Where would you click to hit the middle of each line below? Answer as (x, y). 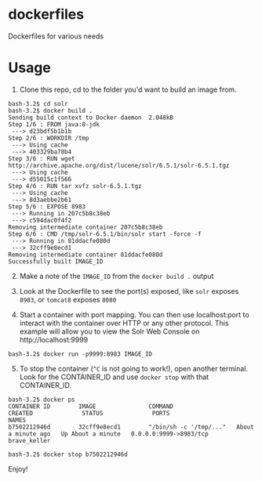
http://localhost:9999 (54, 339)
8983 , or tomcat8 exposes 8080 (68, 299)
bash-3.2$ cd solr (38, 103)
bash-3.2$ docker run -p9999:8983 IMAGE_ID (80, 354)
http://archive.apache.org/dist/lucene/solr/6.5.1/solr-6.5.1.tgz (119, 165)
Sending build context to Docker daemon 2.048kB (91, 118)
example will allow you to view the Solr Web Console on (109, 331)
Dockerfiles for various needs (56, 36)
